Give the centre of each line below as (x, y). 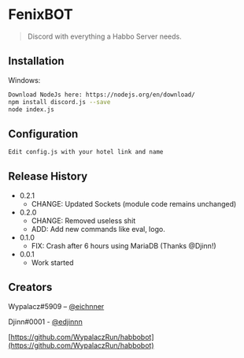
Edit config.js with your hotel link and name (86, 152)
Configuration (43, 134)
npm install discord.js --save (59, 102)
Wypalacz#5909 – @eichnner (56, 306)
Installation (36, 61)
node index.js (31, 109)
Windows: (24, 80)
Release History (48, 176)
